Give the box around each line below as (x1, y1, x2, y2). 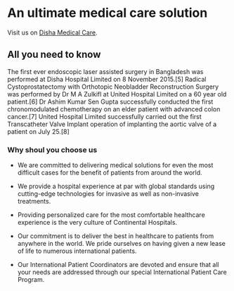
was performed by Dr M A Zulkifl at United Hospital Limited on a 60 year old (7, 89, 227, 98)
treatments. (17, 197, 51, 206)
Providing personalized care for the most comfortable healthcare (17, 211, 205, 219)
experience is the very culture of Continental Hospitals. (17, 218, 178, 227)
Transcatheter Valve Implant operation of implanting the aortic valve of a (7, 120, 217, 128)
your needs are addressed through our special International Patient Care (17, 268, 227, 276)
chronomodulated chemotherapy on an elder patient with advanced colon (7, 104, 221, 113)
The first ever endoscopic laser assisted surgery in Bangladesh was (7, 67, 204, 75)
